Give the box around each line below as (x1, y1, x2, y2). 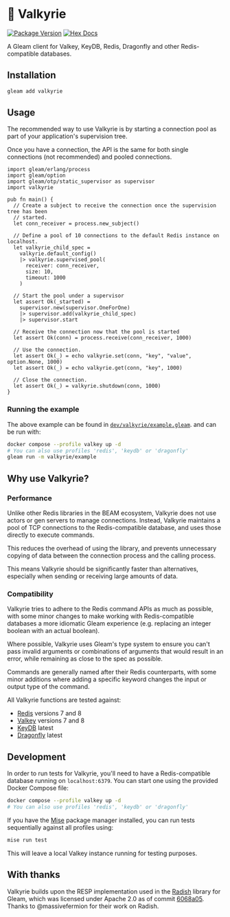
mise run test (7, 837, 48, 843)
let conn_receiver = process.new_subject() (13, 220, 139, 228)
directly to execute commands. (7, 531, 95, 539)
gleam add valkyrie (7, 87, 63, 95)
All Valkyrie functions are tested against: (7, 696, 122, 704)
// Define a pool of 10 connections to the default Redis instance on (13, 232, 220, 239)
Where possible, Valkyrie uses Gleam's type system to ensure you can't (7, 640, 211, 648)
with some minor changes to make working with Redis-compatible (7, 612, 194, 621)
